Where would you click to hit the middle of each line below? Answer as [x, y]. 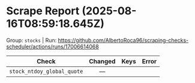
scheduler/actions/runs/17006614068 [52, 47]
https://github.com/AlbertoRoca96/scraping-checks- [123, 40]
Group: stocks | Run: [31, 40]
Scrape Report [43, 11]
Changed [102, 61]
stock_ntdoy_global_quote [46, 71]
